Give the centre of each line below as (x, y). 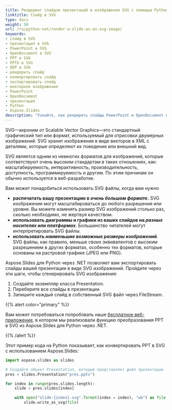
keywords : (16, 34)
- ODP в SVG (18, 67)
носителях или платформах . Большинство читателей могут (79, 225)
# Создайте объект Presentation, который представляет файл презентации (84, 369)
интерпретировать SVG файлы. (47, 231)
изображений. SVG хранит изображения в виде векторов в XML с (77, 141)
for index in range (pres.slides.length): (50, 384)
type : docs (17, 20)
